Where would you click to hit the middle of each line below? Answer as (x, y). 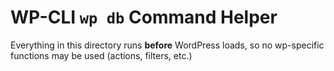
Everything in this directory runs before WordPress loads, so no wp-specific (167, 45)
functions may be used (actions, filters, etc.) (101, 55)
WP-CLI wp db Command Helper (144, 17)
